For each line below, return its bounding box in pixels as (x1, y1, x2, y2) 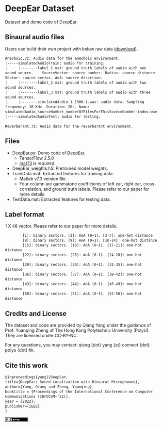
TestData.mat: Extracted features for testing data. (12, 196, 111, 202)
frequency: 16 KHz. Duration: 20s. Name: (5, 104, 90, 109)
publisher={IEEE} (5, 404, 40, 409)
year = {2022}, (5, 399, 36, 404)
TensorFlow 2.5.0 (19, 155, 54, 161)
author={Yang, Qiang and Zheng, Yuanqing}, (5, 384, 95, 389)
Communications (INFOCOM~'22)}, (5, 394, 70, 399)
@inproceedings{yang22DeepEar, (5, 375, 68, 379)
